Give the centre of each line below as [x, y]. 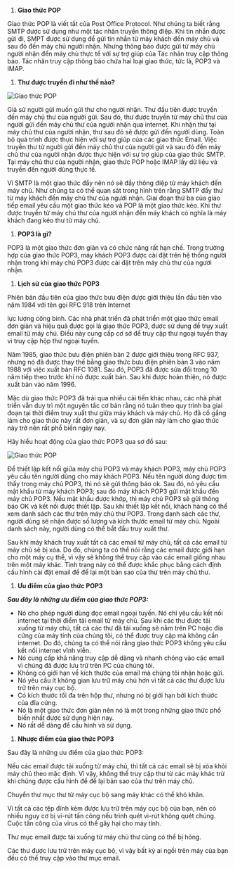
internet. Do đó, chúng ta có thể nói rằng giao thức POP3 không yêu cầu [122, 643]
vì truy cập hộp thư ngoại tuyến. [53, 341]
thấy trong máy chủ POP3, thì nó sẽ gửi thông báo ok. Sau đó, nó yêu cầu [113, 484]
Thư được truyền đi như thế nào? [66, 82]
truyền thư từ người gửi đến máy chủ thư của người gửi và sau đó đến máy [114, 147]
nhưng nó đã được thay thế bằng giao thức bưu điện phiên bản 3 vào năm [114, 362]
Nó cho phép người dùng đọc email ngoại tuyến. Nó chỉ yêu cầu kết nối [120, 613]
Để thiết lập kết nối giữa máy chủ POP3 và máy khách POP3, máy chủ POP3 [117, 469]
